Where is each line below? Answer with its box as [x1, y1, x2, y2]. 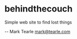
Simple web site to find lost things [4, 19, 72, 25]
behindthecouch [4, 3, 73, 14]
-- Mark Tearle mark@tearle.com [4, 28, 71, 34]
